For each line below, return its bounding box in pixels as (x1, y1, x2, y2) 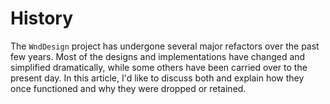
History (10, 7, 74, 30)
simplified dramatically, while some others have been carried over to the (10, 61, 308, 73)
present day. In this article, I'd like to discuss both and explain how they (10, 72, 305, 84)
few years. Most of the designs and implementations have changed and (10, 50, 306, 62)
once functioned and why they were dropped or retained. (10, 82, 247, 94)
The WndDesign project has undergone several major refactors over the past (10, 40, 320, 52)
